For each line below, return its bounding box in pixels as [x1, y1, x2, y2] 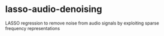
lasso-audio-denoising [5, 3, 102, 15]
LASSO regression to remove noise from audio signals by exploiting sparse [5, 20, 159, 26]
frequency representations [5, 25, 60, 31]
